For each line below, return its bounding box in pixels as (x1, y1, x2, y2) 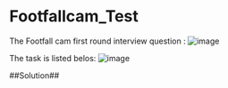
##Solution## (9, 69, 60, 81)
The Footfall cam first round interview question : (9, 36, 186, 46)
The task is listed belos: (9, 52, 97, 63)
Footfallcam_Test (9, 6, 139, 27)
